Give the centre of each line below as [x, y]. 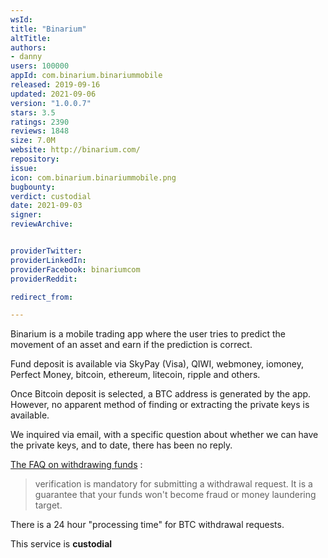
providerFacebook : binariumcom [75, 269]
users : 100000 [40, 66]
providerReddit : [44, 279]
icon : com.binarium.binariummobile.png [93, 177]
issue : [24, 168]
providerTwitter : [46, 251]
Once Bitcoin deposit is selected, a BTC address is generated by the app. [161, 394]
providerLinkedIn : [48, 260]
